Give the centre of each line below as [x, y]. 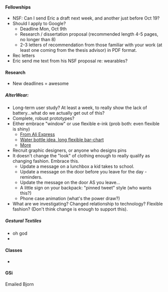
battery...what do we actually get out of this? [58, 113]
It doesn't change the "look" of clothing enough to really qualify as [81, 156]
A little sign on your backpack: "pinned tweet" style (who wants [86, 188]
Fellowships [18, 7]
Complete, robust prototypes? [43, 119]
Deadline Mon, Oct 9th [43, 29]
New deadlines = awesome [41, 83]
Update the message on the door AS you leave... [70, 182]
